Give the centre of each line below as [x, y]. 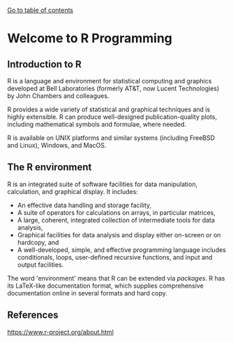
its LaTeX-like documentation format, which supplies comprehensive [105, 286]
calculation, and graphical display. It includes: [73, 191]
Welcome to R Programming [90, 38]
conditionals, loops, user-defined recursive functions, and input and [115, 257]
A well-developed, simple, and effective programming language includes [122, 250]
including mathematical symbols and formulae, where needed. [97, 124]
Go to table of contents [40, 10]
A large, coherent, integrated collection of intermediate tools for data [116, 220]
